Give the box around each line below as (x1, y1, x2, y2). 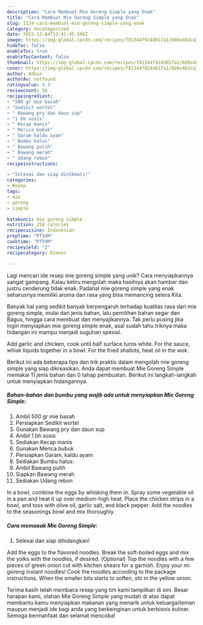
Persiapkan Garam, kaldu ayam (15, 452, 93, 459)
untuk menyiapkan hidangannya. (7, 377, 88, 384)
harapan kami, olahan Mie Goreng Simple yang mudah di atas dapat (7, 593, 175, 600)
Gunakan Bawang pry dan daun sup (15, 426, 105, 433)
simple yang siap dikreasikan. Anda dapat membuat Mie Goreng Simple (7, 364, 184, 372)
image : (7, 37, 23, 43)
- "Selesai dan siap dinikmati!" (7, 172, 91, 178)
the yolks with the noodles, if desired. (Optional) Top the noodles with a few (7, 555, 195, 563)
